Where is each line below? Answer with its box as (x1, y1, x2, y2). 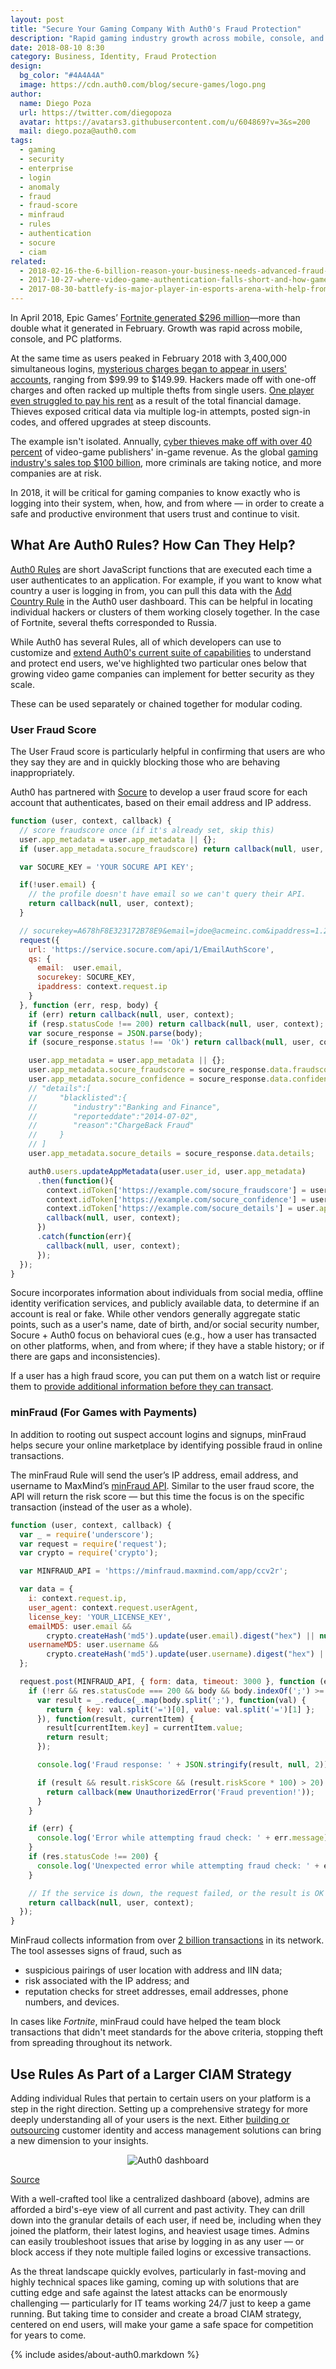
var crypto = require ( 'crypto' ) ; (19, 1548, 159, 1558)
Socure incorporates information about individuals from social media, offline (10, 1287, 324, 1299)
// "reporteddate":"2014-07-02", (28, 1111, 199, 1121)
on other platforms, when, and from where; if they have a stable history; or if (10, 1340, 325, 1352)
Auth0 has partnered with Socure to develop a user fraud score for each (10, 786, 308, 798)
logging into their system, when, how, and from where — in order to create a (10, 497, 325, 509)
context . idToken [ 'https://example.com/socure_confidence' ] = (46, 1194, 307, 1205)
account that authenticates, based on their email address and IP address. (10, 797, 312, 809)
